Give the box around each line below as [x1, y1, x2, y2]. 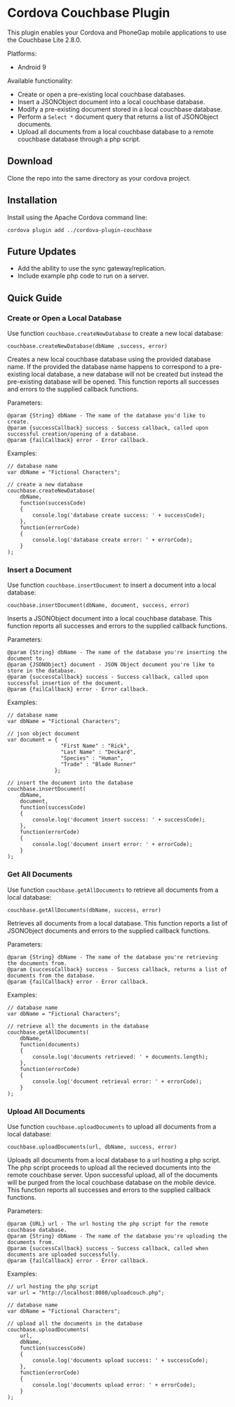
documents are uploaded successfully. [7, 1251, 121, 1258]
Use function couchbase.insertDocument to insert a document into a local [7, 581, 216, 590]
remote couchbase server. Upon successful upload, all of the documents [7, 1170, 218, 1179]
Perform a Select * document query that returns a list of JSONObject [17, 112, 219, 121]
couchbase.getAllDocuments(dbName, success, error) [7, 907, 161, 914]
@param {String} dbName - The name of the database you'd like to [7, 413, 206, 420]
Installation [7, 195, 58, 207]
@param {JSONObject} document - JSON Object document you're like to [7, 661, 215, 668]
